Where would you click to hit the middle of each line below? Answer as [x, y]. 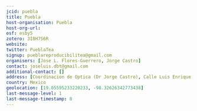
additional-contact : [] [35, 72]
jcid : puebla [22, 11]
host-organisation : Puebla [39, 22]
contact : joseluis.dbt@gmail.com [47, 66]
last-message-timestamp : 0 [39, 99]
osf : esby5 [19, 33]
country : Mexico [26, 83]
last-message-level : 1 [34, 93]
